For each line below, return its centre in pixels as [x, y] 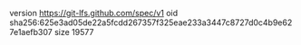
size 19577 [74, 32]
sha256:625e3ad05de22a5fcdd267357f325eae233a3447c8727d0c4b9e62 [151, 22]
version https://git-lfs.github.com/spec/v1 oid [94, 13]
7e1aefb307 [31, 32]
